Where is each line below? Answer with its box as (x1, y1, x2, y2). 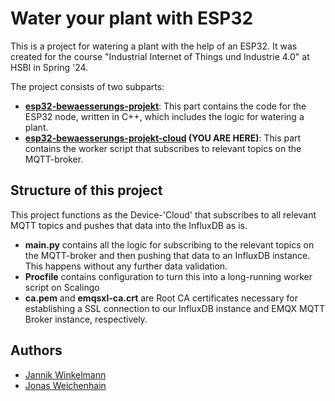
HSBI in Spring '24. (10, 61, 89, 73)
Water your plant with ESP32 (10, 7, 254, 30)
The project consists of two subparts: (10, 80, 165, 92)
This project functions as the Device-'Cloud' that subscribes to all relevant (10, 208, 317, 221)
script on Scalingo (24, 281, 100, 293)
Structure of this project (10, 182, 163, 199)
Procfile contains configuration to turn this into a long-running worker (24, 270, 313, 282)
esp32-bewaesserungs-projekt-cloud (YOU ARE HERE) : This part (24, 132, 302, 144)
